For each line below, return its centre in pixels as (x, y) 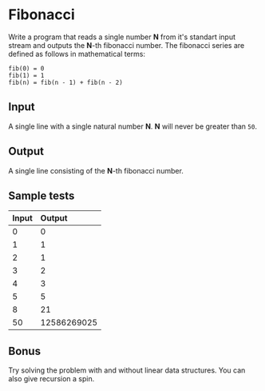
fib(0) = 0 (26, 68)
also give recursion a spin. (51, 379)
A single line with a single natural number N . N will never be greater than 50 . (133, 126)
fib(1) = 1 (26, 75)
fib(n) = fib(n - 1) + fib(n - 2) (66, 82)
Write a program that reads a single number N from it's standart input (122, 37)
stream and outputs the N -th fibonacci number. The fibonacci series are (127, 45)
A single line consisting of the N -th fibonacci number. (96, 170)
